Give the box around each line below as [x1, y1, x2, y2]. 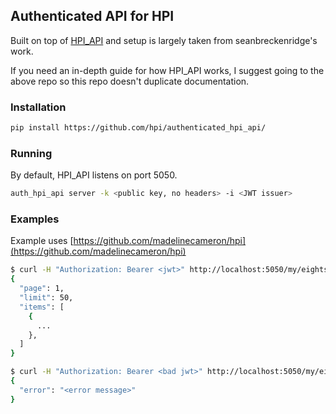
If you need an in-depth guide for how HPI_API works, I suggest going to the [10, 64, 325, 76]
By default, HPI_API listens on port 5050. [10, 169, 178, 181]
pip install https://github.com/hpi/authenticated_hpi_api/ [10, 123, 267, 133]
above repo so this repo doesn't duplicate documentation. [10, 75, 250, 87]
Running [10, 146, 53, 160]
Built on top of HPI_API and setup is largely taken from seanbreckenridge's [10, 34, 318, 46]
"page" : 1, [19, 284, 65, 294]
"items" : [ [19, 302, 65, 312]
